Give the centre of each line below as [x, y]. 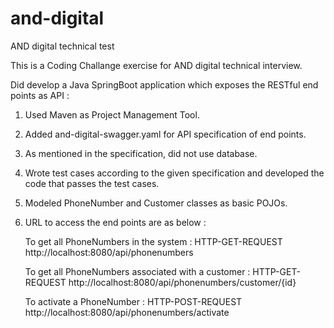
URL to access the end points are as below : [115, 222]
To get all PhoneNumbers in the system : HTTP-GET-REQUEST [153, 241]
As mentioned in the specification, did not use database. [141, 153]
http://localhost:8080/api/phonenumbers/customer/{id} [182, 282]
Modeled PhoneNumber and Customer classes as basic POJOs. [156, 203]
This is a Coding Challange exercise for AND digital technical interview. [156, 65]
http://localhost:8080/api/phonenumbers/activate [127, 312]
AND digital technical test [62, 46]
